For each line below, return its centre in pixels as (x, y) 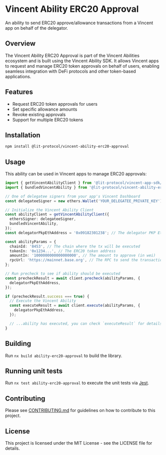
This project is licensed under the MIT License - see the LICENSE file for (79, 443)
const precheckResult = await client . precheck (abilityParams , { (73, 278)
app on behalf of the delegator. (37, 28)
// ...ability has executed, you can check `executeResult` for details (86, 324)
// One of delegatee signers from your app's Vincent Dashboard (73, 196)
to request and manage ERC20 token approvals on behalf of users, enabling (82, 66)
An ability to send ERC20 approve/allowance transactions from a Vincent (79, 23)
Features (19, 92)
